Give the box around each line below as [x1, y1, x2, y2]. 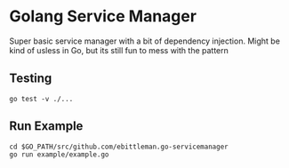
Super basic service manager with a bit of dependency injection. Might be [9, 36, 280, 46]
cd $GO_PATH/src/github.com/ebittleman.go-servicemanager [9, 142, 229, 151]
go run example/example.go [9, 149, 109, 159]
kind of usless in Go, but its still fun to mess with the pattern [9, 44, 229, 55]
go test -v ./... [9, 94, 74, 103]
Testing [9, 71, 52, 86]
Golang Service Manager [9, 6, 197, 27]
